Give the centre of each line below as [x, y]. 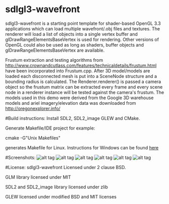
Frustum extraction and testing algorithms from [54, 60]
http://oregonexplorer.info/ [33, 108]
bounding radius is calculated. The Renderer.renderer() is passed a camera [83, 81]
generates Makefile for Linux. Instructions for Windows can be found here [82, 147]
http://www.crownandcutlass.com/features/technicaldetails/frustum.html [81, 65]
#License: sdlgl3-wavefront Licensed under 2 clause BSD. [66, 167]
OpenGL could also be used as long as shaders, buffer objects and [75, 45]
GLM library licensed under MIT [38, 177]
